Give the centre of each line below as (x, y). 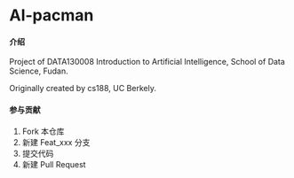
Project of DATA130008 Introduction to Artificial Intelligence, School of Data (147, 62)
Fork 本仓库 (43, 131)
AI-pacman (52, 15)
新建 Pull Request (54, 164)
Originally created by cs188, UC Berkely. (83, 89)
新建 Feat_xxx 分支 (56, 142)
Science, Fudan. (39, 71)
